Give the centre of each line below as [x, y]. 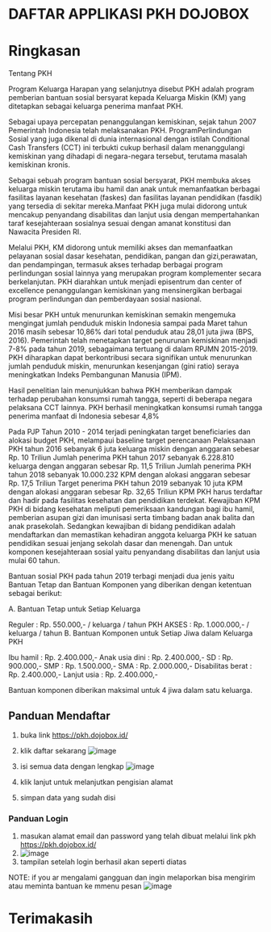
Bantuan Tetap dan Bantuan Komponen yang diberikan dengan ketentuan [130, 585]
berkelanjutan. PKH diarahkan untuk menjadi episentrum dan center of [125, 282]
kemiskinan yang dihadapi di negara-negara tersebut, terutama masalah [128, 156]
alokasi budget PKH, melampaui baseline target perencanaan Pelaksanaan [132, 440]
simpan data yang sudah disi [68, 797]
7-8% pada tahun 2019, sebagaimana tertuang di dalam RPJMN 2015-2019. [133, 349]
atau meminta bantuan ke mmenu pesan [75, 886]
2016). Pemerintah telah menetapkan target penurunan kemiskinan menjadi [133, 341]
